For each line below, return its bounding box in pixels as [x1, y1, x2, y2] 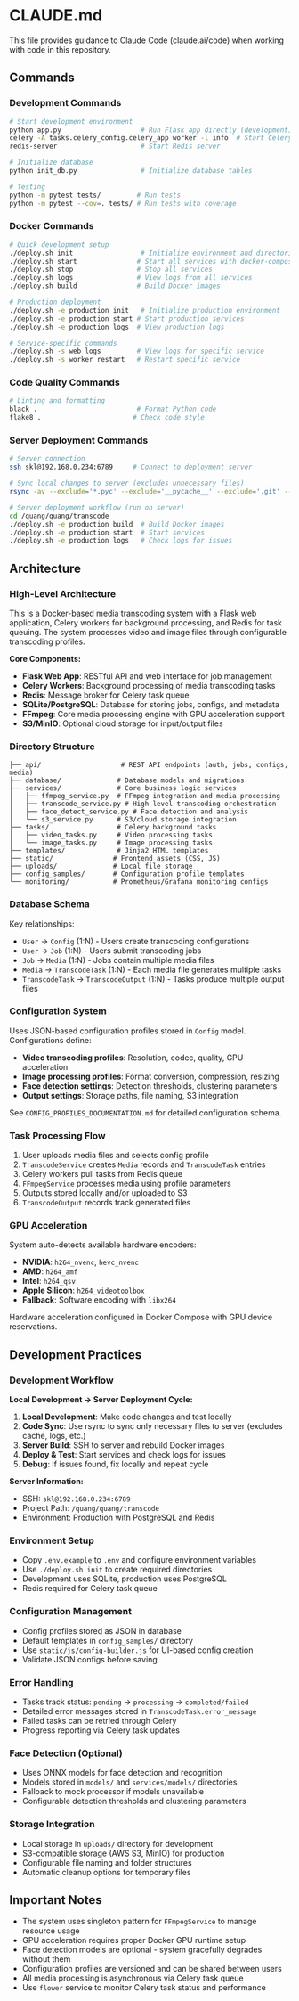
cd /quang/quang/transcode [9, 511, 109, 520]
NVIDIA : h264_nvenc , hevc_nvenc [21, 1257, 140, 1268]
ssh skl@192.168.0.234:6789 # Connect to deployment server [9, 462, 253, 472]
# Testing [9, 182, 46, 192]
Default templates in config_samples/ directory [21, 1635, 194, 1646]
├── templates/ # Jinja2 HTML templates [9, 846, 209, 855]
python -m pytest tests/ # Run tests [9, 191, 181, 200]
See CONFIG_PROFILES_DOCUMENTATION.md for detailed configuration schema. [9, 1107, 282, 1118]
